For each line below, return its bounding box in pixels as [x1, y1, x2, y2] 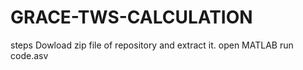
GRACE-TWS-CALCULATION [10, 6, 253, 29]
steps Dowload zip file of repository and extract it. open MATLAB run [10, 39, 294, 51]
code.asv [10, 49, 49, 61]
